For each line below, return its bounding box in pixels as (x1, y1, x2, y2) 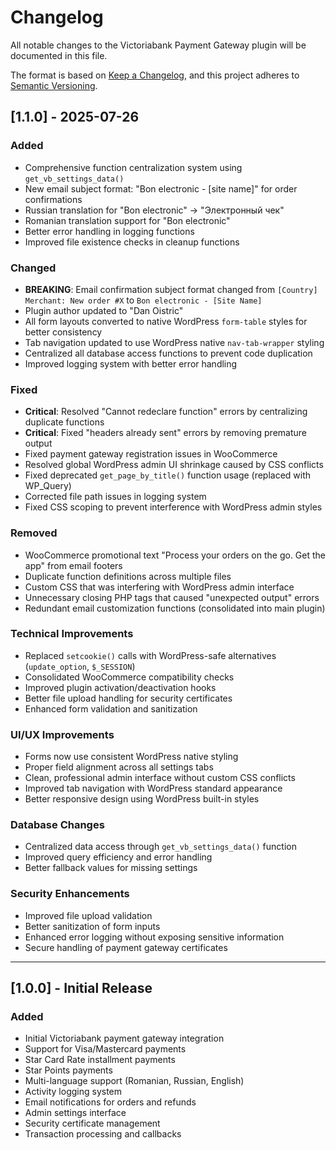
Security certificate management (24, 1117, 161, 1130)
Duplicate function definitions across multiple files (24, 570, 232, 582)
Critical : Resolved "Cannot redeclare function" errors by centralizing (24, 406, 308, 418)
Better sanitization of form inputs (24, 920, 161, 932)
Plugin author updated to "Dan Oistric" (24, 304, 184, 316)
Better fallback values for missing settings (24, 862, 198, 874)
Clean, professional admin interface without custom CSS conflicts (24, 772, 296, 784)
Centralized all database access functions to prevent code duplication (24, 347, 313, 359)
